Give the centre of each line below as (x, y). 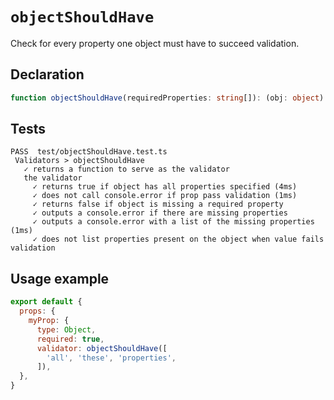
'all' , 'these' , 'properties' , (111, 358)
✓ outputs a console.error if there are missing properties (160, 213)
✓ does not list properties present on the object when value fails (178, 239)
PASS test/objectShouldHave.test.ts (89, 152)
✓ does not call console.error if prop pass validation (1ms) (165, 196)
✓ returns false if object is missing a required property (158, 204)
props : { (37, 311)
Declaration (47, 74)
